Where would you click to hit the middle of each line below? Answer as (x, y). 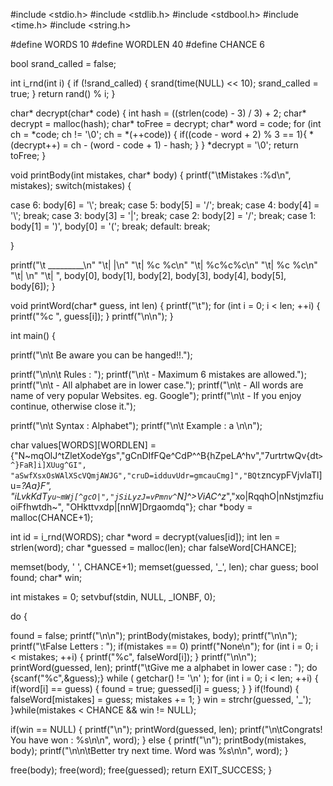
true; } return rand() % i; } (63, 93)
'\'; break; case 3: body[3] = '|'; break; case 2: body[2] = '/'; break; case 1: (163, 215)
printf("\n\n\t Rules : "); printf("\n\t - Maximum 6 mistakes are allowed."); (158, 374)
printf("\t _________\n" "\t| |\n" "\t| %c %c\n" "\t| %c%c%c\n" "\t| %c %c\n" (164, 265)
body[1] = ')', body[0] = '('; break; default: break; (110, 226)
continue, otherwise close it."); (73, 406)
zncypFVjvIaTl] (291, 475)
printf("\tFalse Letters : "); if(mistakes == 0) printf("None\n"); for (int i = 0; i (164, 646)
